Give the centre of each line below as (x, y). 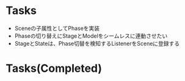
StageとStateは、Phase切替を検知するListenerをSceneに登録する (97, 43)
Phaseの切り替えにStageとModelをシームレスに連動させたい (91, 36)
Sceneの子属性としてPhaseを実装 (57, 28)
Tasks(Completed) (54, 69)
